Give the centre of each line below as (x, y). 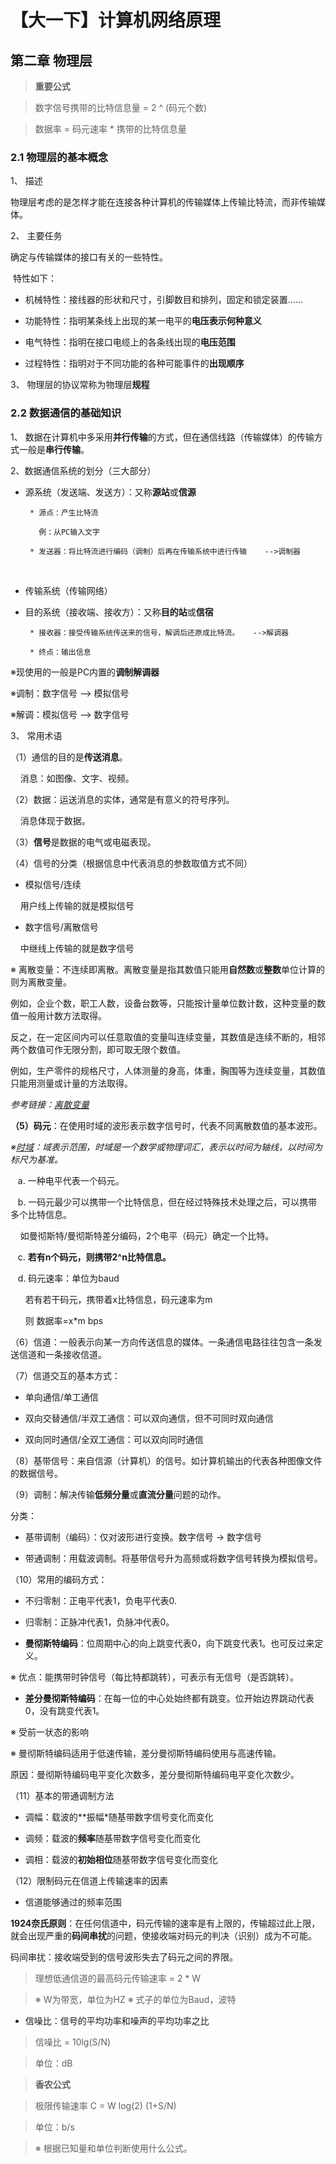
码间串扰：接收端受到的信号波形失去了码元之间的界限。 (124, 1957)
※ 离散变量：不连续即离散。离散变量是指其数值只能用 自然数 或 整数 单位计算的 (167, 969)
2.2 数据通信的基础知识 (66, 413)
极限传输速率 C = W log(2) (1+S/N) (105, 2105)
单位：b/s (54, 2127)
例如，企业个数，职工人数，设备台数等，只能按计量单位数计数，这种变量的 (163, 1003)
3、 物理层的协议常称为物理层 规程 (80, 385)
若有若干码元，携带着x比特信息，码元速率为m (118, 1299)
